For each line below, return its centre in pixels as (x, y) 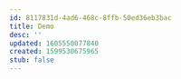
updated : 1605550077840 (54, 43)
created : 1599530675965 (54, 52)
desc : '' (26, 35)
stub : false (32, 60)
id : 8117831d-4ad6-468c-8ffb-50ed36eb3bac (90, 18)
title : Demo (32, 26)
